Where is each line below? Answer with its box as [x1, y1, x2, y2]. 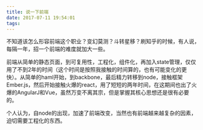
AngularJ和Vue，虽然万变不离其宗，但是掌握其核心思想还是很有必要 [17, 89, 190, 96]
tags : [6, 20, 20, 26]
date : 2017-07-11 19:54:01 [6, 15, 75, 21]
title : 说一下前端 [6, 9, 49, 15]
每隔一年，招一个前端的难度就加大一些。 [6, 45, 109, 52]
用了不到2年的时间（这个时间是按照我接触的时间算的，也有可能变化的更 [6, 66, 187, 73]
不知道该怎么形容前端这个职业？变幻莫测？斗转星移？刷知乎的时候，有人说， [6, 38, 200, 45]
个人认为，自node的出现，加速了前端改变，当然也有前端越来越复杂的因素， [6, 109, 197, 117]
